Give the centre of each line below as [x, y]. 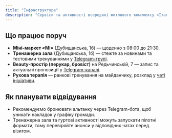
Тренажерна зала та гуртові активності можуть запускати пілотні [84, 120]
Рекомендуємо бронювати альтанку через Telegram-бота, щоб [82, 109]
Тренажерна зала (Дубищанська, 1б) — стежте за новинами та [82, 53]
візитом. [22, 131]
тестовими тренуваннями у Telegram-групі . [60, 59]
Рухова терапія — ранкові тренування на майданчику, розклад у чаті [89, 75]
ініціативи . [24, 81]
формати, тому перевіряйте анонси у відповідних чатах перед [81, 126]
